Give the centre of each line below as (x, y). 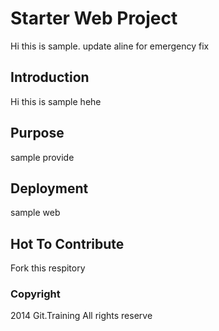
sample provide (42, 157)
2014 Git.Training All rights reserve (81, 316)
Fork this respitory (48, 268)
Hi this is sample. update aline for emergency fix (110, 46)
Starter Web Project (94, 18)
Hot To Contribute (67, 243)
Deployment (49, 188)
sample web (35, 213)
